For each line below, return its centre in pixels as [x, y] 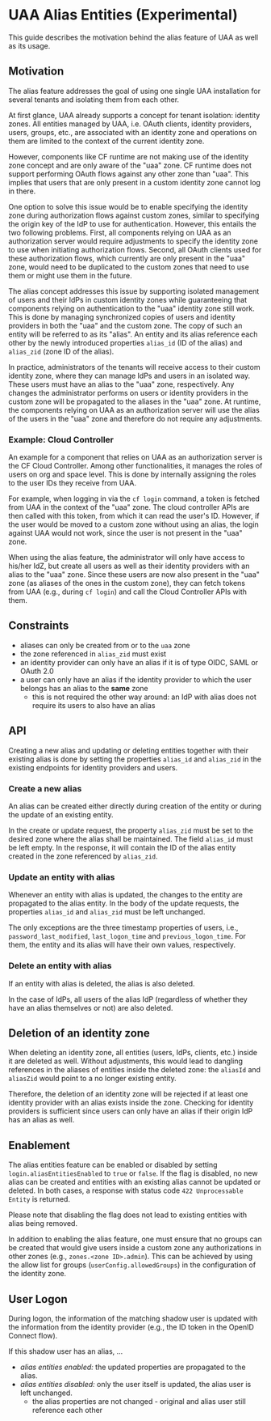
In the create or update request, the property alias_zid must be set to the [131, 830]
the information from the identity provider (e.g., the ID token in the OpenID [131, 1327]
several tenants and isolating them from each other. [94, 100]
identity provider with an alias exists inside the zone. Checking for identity [131, 1103]
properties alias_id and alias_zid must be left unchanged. [107, 912]
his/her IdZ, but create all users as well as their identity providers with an [129, 566]
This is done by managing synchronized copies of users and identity [122, 316]
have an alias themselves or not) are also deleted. [91, 1007]
